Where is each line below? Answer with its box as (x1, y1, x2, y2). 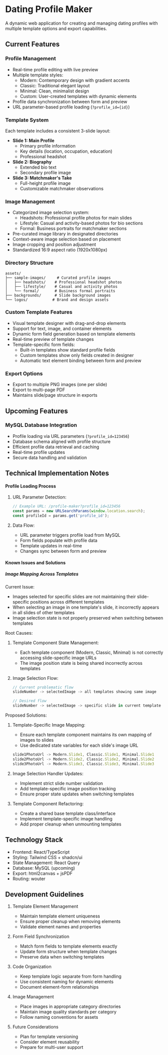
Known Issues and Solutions (5, 559, 66, 565)
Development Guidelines (5, 890, 84, 898)
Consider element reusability (20, 1039, 80, 1045)
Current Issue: (5, 583, 35, 590)
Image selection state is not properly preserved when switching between (12, 615, 163, 621)
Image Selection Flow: (12, 675, 59, 681)
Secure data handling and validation (12, 454, 87, 460)
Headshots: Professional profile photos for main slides (20, 215, 132, 221)
